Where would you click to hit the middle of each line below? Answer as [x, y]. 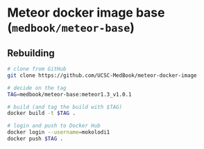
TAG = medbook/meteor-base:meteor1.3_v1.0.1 [69, 94]
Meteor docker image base [86, 13]
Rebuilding [31, 53]
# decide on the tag [37, 88]
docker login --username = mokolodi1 [59, 132]
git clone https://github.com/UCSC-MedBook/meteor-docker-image [102, 75]
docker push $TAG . [35, 139]
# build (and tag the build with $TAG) [65, 107]
